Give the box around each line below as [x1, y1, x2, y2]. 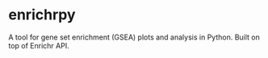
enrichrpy [8, 6, 76, 24]
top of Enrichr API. [8, 40, 70, 50]
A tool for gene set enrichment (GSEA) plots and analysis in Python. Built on [8, 32, 261, 42]
